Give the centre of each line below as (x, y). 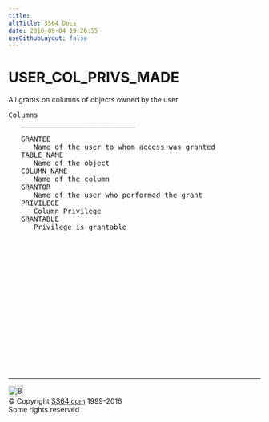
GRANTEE (36, 139)
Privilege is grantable (80, 227)
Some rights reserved (44, 410)
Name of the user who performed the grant (118, 195)
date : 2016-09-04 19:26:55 (53, 30)
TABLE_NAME (42, 155)
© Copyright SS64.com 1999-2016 (65, 401)
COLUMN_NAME (44, 171)
